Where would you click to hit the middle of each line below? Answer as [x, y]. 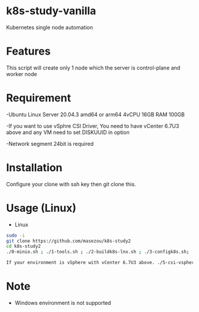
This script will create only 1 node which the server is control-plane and [93, 68]
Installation [34, 168]
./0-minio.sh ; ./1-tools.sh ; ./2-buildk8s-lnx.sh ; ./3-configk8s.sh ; [98, 252]
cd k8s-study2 [24, 246]
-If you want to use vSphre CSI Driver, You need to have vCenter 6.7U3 [93, 126]
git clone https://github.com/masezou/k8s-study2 [69, 241]
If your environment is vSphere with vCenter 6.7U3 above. [81, 263]
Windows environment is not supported [63, 303]
